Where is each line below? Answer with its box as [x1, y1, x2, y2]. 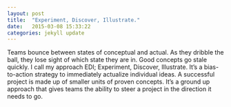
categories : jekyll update [7, 29, 85, 37]
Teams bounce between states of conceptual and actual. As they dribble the [7, 48, 224, 57]
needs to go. [7, 93, 43, 101]
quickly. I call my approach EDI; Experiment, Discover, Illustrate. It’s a [7, 63, 203, 71]
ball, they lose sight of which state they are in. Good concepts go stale [7, 56, 208, 64]
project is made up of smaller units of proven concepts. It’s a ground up [7, 77, 210, 86]
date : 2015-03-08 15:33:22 [7, 23, 91, 30]
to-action [7, 70, 33, 79]
